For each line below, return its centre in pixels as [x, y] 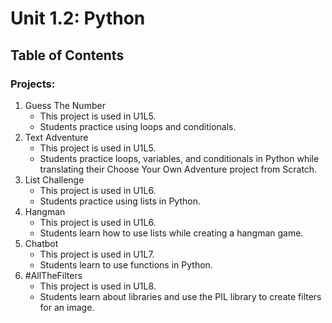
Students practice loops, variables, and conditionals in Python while [179, 158]
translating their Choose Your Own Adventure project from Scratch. [178, 169]
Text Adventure [56, 137]
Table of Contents [67, 55]
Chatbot [41, 243]
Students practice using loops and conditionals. [138, 126]
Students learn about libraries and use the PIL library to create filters [180, 296]
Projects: [33, 84]
